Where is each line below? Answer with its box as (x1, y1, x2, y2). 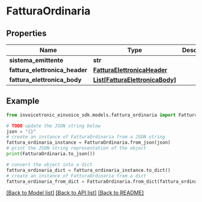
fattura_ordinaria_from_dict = (6, 179, 85, 185)
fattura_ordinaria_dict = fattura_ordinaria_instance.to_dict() (6, 167, 171, 173)
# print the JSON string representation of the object (6, 145, 147, 151)
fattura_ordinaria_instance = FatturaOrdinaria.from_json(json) (6, 139, 171, 145)
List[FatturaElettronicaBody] (93, 76, 177, 84)
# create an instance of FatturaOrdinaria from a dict (6, 173, 147, 179)
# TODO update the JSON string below (6, 123, 101, 129)
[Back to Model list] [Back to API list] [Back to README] (6, 189, 144, 197)
